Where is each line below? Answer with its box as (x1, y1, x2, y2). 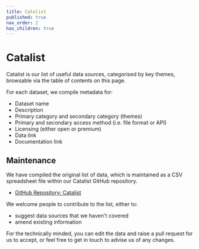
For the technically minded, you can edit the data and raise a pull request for (6, 230, 193, 237)
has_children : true (6, 25, 55, 32)
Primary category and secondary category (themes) (14, 113, 143, 120)
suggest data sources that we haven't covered (14, 212, 129, 219)
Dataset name (14, 100, 49, 107)
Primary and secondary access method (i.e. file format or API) (14, 119, 167, 126)
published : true (6, 14, 46, 20)
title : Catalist (6, 8, 46, 15)
